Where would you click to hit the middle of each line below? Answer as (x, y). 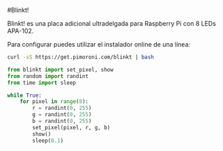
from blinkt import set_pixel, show (60, 70)
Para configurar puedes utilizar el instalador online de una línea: (99, 44)
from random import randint (48, 76)
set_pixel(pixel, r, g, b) (71, 127)
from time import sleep (42, 83)
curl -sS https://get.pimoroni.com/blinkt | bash (81, 57)
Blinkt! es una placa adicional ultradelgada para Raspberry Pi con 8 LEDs (111, 23)
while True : (24, 95)
